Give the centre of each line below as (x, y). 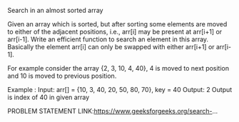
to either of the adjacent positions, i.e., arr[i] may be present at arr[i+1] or (115, 32)
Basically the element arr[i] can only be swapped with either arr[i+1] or (111, 47)
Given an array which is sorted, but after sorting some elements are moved (117, 24)
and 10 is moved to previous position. (62, 76)
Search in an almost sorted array (55, 10)
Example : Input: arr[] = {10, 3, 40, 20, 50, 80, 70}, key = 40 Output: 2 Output (120, 90)
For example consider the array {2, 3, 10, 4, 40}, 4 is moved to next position (118, 68)
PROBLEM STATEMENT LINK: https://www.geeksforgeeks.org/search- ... (113, 111)
